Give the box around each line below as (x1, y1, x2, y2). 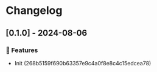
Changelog (5, 4, 63, 18)
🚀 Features (5, 46, 38, 54)
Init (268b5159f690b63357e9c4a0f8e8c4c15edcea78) (14, 59, 152, 67)
